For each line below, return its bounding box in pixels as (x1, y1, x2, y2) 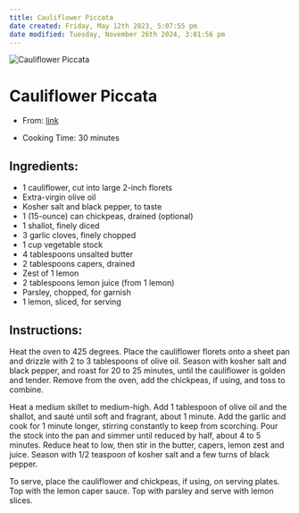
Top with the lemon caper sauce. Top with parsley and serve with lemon (9, 485, 274, 496)
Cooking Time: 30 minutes (21, 133, 120, 143)
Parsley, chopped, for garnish (21, 287, 131, 298)
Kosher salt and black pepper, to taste (21, 201, 162, 212)
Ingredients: (9, 158, 79, 174)
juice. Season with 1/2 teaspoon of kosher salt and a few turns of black (9, 449, 270, 459)
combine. (9, 384, 45, 395)
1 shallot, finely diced (21, 220, 100, 231)
